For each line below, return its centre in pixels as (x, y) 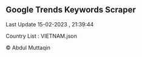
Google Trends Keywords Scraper (71, 10)
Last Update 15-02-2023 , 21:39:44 (50, 24)
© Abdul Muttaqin (28, 47)
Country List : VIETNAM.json (41, 36)
